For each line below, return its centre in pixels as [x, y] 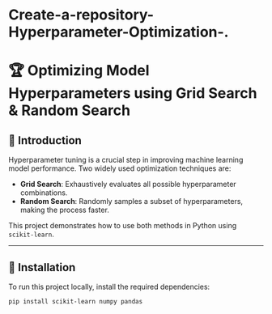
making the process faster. [64, 210]
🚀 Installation [42, 267]
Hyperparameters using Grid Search [133, 93]
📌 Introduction [45, 140]
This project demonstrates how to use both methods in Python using [123, 226]
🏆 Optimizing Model [79, 71]
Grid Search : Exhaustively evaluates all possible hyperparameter [128, 185]
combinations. [44, 193]
